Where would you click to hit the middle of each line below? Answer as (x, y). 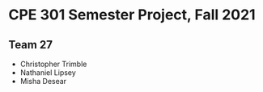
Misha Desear (43, 81)
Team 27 (30, 45)
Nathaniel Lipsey (48, 73)
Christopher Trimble (53, 64)
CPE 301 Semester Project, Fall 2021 (132, 15)
